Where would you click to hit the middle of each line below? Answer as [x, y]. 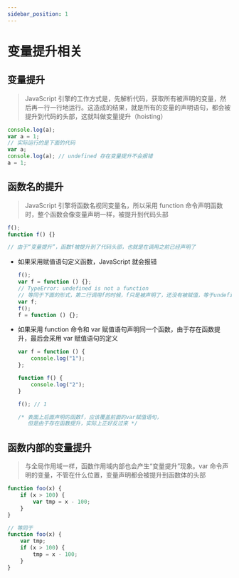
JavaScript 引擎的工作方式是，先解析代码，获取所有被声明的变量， [122, 98]
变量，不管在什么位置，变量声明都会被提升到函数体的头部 [122, 475]
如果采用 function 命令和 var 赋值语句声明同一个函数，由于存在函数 [116, 329]
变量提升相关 [45, 51]
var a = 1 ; [23, 136]
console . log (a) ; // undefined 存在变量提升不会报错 [80, 156]
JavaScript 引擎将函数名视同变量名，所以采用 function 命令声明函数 [124, 205]
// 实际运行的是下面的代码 [42, 143]
